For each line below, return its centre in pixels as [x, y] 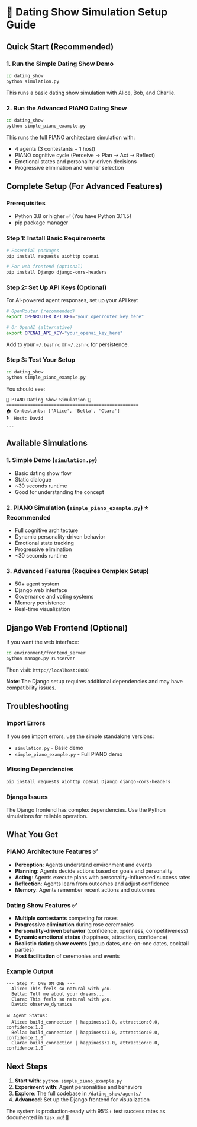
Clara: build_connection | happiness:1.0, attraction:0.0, [86, 1043]
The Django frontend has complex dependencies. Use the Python [86, 810]
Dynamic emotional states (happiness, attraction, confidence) [91, 937]
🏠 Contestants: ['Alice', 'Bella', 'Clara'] [63, 411]
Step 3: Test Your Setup [41, 360]
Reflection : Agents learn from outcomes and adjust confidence [92, 884]
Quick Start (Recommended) [60, 47]
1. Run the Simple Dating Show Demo [60, 64]
